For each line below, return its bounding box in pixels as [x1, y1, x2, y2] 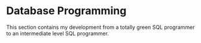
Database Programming [6, 4, 127, 18]
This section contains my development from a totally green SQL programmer [6, 24, 195, 31]
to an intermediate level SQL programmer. [6, 29, 109, 37]
